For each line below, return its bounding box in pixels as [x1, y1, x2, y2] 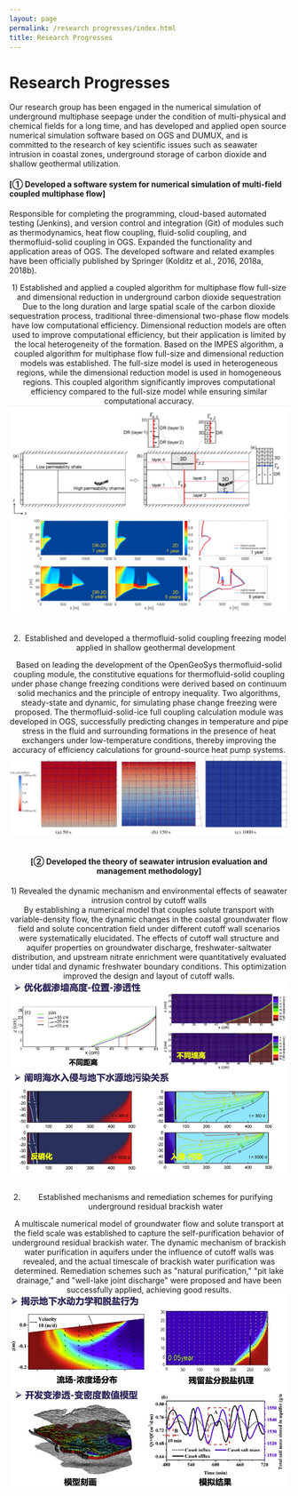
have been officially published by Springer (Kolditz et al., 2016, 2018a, [9, 255, 264, 266]
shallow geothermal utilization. [9, 158, 122, 169]
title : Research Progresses [9, 33, 114, 42]
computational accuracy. [103, 396, 195, 406]
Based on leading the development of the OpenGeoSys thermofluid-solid [16, 660, 282, 670]
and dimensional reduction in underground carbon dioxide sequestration [16, 292, 282, 302]
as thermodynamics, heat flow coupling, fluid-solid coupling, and [9, 227, 247, 237]
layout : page [9, 14, 58, 23]
